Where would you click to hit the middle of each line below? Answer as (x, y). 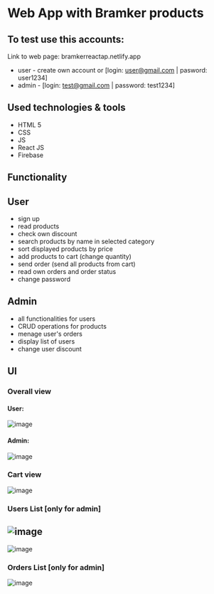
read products (38, 226)
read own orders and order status (67, 272)
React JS (31, 147)
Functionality (37, 177)
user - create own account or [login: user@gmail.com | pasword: (112, 70)
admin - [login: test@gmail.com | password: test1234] (96, 85)
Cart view (25, 474)
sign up (29, 219)
